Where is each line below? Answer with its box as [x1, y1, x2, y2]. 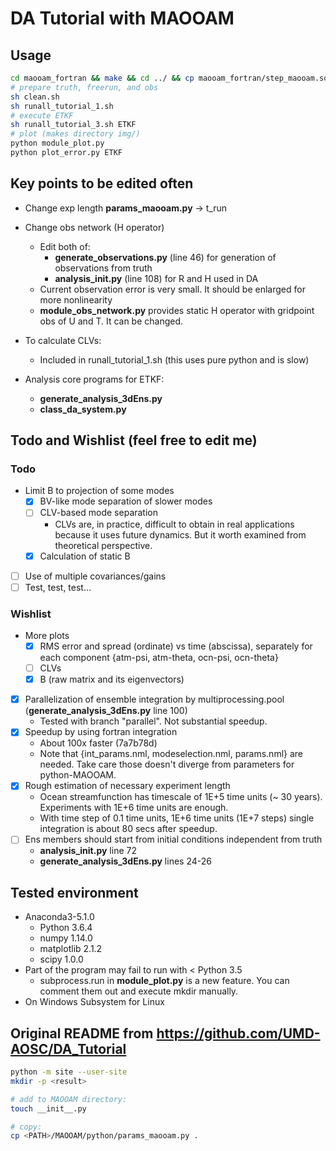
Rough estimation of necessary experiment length [24, 780, 231, 792]
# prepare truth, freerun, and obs [10, 82, 159, 92]
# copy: [10, 1122, 43, 1132]
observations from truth [54, 262, 153, 274]
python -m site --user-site [10, 1067, 128, 1077]
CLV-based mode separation [39, 507, 159, 519]
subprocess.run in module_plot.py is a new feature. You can [39, 975, 290, 987]
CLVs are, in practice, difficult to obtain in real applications [54, 518, 295, 530]
